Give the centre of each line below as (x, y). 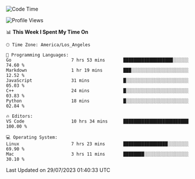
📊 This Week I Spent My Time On (47, 32)
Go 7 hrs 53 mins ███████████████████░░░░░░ (97, 60)
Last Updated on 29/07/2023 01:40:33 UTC (58, 170)
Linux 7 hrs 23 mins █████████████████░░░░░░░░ (97, 144)
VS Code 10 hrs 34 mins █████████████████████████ (97, 121)
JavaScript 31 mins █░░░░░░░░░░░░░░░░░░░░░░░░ (97, 80)
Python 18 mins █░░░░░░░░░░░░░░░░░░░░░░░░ (97, 101)
